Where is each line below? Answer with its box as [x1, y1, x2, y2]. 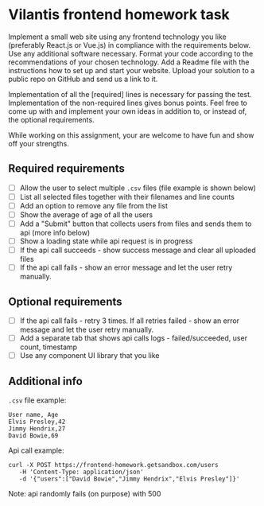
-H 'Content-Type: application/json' [18, 468, 145, 477]
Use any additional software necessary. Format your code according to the [8, 49, 254, 58]
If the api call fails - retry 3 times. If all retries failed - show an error [19, 316, 240, 325]
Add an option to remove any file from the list [19, 200, 169, 210]
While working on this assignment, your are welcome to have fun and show [8, 130, 254, 140]
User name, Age [8, 411, 59, 419]
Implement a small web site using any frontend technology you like [8, 32, 227, 41]
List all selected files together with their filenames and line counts [19, 192, 235, 201]
